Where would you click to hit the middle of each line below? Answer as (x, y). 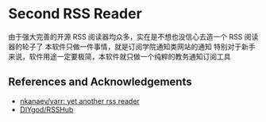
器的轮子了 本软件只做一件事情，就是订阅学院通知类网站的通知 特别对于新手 (132, 46)
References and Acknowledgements (100, 82)
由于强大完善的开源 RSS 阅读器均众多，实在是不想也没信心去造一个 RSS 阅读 (133, 36)
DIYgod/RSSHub (46, 109)
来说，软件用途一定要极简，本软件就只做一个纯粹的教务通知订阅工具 (120, 56)
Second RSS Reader (75, 14)
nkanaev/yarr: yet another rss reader (80, 101)
